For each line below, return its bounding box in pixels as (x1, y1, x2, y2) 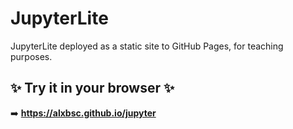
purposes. (10, 50, 53, 62)
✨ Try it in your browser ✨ (10, 80, 175, 97)
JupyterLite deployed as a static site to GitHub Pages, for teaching (10, 40, 284, 52)
